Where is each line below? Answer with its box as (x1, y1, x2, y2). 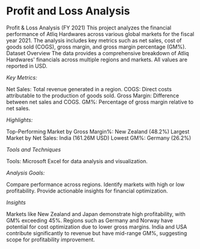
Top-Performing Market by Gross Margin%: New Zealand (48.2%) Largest (6, 128, 190, 135)
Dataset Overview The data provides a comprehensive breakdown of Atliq (6, 49, 189, 56)
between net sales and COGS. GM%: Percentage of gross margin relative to (6, 98, 194, 106)
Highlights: (6, 116, 33, 124)
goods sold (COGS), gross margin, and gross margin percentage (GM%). (6, 43, 186, 50)
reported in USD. (6, 62, 48, 70)
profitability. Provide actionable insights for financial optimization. (6, 187, 168, 194)
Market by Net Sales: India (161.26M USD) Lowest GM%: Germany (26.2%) (6, 134, 192, 142)
